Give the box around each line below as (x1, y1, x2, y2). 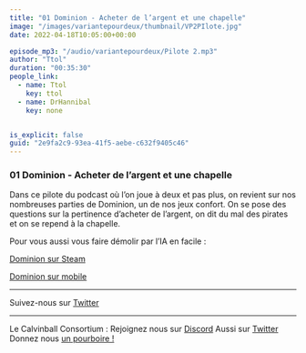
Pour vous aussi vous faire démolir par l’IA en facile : (9, 236, 207, 247)
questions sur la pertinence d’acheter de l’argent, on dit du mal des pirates (9, 208, 289, 219)
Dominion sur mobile (9, 271, 87, 282)
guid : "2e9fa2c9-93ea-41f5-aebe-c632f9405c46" (9, 138, 189, 148)
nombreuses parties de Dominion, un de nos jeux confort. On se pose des (9, 199, 287, 210)
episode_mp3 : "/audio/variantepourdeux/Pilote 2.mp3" (9, 46, 219, 55)
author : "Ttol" (9, 55, 67, 65)
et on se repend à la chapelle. (9, 218, 121, 229)
